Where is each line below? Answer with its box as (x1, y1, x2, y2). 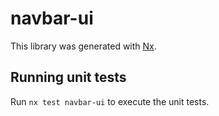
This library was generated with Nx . (10, 40, 157, 52)
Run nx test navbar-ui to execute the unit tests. (10, 95, 210, 107)
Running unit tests (10, 69, 127, 86)
